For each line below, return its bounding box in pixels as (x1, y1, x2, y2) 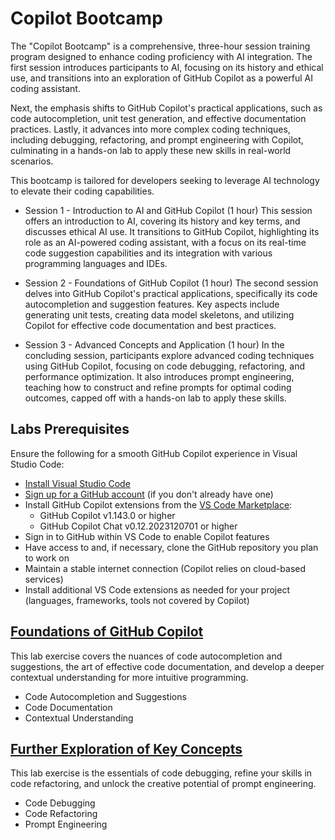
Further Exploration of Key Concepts (10, 740, 243, 757)
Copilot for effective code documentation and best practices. (24, 319, 277, 331)
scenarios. (10, 155, 54, 167)
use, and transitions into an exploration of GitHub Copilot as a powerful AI (10, 72, 314, 84)
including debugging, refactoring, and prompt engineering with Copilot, (10, 133, 304, 146)
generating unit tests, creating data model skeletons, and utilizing (24, 308, 295, 321)
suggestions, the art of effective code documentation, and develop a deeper (10, 660, 325, 672)
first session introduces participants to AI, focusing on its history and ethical (10, 61, 324, 73)
